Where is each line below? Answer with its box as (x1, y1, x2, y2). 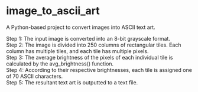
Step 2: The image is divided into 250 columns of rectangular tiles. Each (6, 41, 181, 48)
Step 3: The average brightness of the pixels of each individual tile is (6, 54, 173, 61)
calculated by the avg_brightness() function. (6, 60, 114, 67)
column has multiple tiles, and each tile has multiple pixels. (6, 47, 149, 54)
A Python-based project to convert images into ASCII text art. (6, 24, 155, 31)
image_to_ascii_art (6, 4, 100, 18)
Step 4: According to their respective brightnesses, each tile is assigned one (6, 66, 192, 73)
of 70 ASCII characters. (6, 73, 63, 80)
